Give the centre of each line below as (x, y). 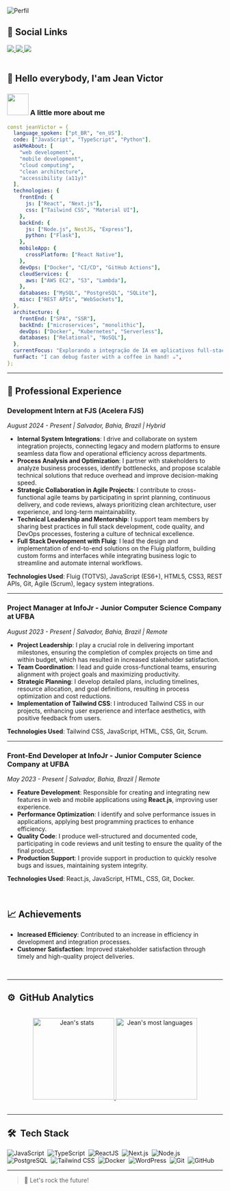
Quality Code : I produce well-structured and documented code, (107, 836)
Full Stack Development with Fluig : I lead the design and (98, 541)
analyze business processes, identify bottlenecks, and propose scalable (119, 468)
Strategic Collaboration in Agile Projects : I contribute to (97, 490)
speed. (27, 483)
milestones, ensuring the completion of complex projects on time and (115, 652)
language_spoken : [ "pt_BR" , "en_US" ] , (69, 133)
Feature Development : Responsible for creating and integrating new (113, 792)
